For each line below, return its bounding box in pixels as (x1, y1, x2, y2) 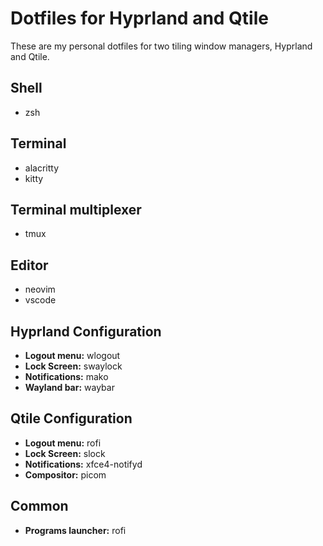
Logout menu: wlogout (24, 350, 121, 361)
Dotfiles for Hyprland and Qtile (10, 7, 269, 30)
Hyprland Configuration (10, 323, 162, 340)
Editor (10, 257, 49, 274)
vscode (24, 294, 57, 306)
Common (10, 498, 69, 515)
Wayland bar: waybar (24, 382, 115, 393)
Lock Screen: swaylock (24, 360, 123, 372)
